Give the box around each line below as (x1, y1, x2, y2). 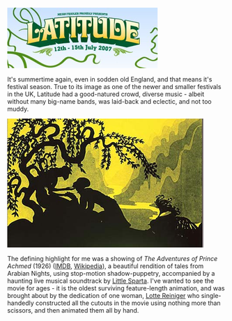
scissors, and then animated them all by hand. (7, 306, 139, 314)
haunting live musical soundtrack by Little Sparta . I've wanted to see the (7, 276, 215, 285)
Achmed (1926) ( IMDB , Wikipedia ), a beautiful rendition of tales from (7, 262, 204, 270)
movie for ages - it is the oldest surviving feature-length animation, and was (7, 284, 225, 292)
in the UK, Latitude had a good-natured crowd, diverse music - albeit (7, 90, 205, 98)
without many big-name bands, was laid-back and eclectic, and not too (7, 97, 212, 105)
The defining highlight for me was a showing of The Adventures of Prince (7, 255, 218, 263)
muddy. (7, 105, 29, 113)
